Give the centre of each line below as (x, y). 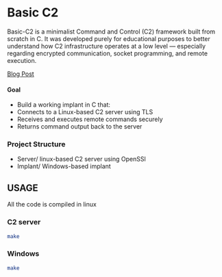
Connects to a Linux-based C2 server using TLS (85, 112)
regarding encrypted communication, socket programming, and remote (107, 53)
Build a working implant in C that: (64, 105)
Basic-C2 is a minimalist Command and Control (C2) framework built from (111, 31)
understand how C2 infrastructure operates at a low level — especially (107, 46)
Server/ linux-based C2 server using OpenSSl (81, 159)
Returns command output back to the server (79, 127)
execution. (22, 60)
